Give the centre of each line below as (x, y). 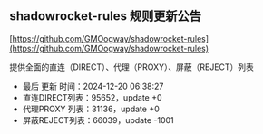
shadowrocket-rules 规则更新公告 (105, 16)
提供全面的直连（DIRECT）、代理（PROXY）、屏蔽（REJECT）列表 (131, 67)
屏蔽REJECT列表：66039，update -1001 (98, 120)
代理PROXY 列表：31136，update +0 (91, 109)
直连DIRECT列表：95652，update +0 (92, 97)
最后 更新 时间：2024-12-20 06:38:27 (93, 86)
